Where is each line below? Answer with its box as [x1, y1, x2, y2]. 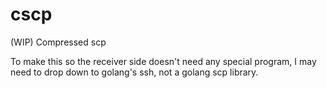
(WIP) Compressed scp [10, 36, 107, 48]
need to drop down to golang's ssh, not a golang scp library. [10, 66, 259, 78]
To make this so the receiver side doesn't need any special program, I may [10, 55, 317, 67]
